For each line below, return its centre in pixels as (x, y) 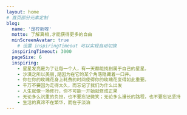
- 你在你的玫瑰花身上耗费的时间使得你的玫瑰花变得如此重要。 (83, 80)
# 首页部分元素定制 (27, 18)
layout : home (23, 12)
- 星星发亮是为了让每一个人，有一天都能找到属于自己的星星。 (83, 68)
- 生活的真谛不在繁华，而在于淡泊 (54, 102)
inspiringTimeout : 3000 (42, 52)
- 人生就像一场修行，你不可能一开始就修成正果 (67, 91)
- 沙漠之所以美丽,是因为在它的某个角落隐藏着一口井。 (76, 74)
